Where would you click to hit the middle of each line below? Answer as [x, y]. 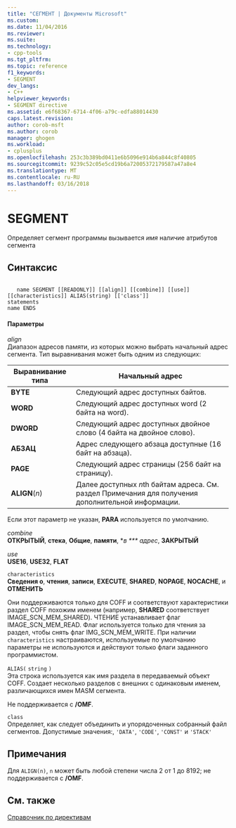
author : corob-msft [36, 125]
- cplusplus [25, 151]
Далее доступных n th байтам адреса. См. [147, 484]
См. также [32, 800]
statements [23, 302]
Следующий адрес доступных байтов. [142, 392]
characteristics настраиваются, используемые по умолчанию [101, 640]
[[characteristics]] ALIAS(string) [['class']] [78, 296]
